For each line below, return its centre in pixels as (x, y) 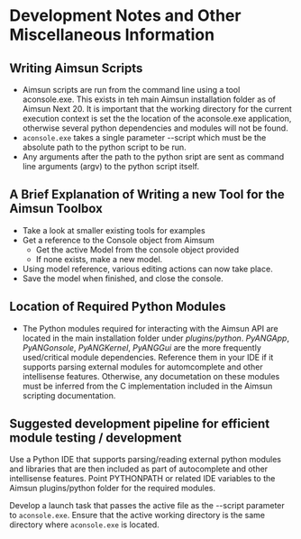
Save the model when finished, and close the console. (123, 278)
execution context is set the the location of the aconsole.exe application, (157, 119)
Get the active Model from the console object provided (137, 250)
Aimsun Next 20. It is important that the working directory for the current (157, 109)
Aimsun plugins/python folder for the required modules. (113, 489)
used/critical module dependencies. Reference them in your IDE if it (148, 357)
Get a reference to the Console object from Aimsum (118, 240)
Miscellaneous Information (112, 35)
